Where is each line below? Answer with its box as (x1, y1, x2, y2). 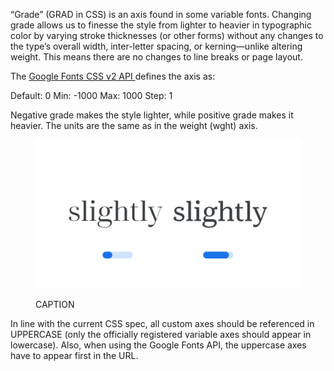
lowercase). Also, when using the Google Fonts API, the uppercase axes (10, 339, 307, 351)
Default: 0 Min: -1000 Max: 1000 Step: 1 (10, 90, 173, 101)
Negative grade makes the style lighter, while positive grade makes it (10, 109, 294, 121)
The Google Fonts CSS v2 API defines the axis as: (10, 70, 216, 82)
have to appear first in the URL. (10, 350, 139, 362)
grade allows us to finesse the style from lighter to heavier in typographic (10, 19, 313, 31)
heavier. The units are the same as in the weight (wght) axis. (10, 120, 258, 131)
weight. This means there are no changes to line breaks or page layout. (10, 51, 303, 63)
